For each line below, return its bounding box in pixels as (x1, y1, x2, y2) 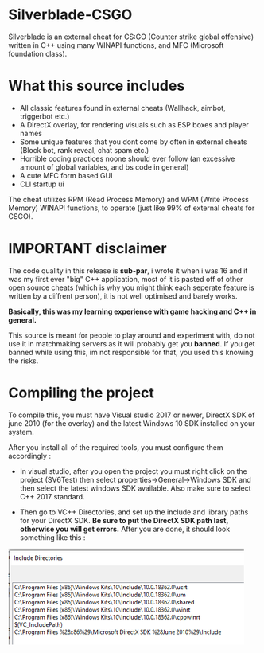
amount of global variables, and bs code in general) (19, 162, 189, 172)
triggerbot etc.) (19, 111, 70, 121)
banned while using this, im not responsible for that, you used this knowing (8, 347, 254, 357)
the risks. (8, 356, 39, 366)
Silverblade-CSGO (8, 6, 133, 24)
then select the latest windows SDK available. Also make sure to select (19, 483, 252, 493)
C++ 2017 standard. (19, 491, 85, 501)
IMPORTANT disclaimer (8, 240, 167, 258)
